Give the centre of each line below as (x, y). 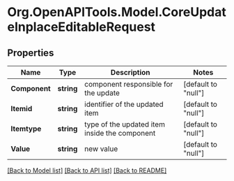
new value (101, 149)
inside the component (120, 133)
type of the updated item (125, 124)
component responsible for (129, 84)
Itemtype (26, 129)
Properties (31, 53)
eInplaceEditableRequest (81, 27)
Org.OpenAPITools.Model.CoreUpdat (117, 12)
